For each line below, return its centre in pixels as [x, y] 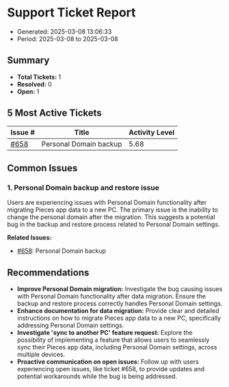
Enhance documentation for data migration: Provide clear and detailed [118, 311]
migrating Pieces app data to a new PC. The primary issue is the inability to [113, 210]
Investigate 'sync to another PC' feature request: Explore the [105, 333]
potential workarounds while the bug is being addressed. [97, 376]
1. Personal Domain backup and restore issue [83, 188]
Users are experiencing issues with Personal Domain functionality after [107, 203]
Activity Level [152, 132]
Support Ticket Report [71, 13]
